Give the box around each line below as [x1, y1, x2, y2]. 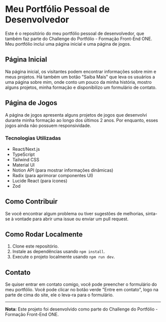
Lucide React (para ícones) [12, 178, 68, 184]
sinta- [145, 210, 158, 216]
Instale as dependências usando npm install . [12, 249, 105, 255]
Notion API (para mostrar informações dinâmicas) [12, 167, 114, 173]
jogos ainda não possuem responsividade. [5, 123, 91, 129]
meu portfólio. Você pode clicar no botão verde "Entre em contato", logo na [5, 287, 159, 293]
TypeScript [12, 151, 35, 157]
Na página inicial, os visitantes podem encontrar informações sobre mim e [5, 68, 157, 74]
